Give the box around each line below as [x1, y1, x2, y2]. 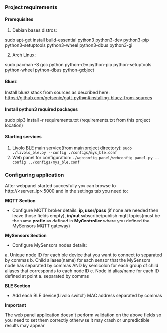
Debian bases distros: [12, 27, 57, 33]
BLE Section [5, 283, 31, 289]
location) [5, 122, 23, 128]
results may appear [5, 323, 45, 329]
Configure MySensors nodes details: [12, 242, 87, 248]
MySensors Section [5, 233, 47, 239]
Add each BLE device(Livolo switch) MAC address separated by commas [12, 293, 162, 299]
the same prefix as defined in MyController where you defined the [12, 218, 150, 224]
